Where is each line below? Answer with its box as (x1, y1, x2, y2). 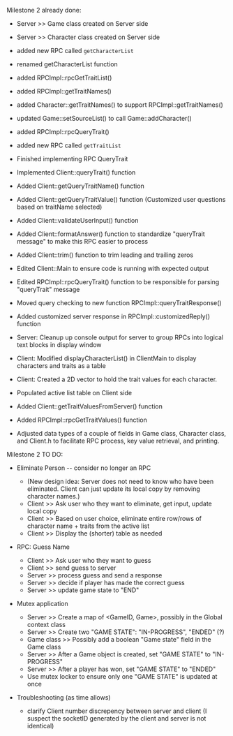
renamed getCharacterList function (16, 60, 118, 68)
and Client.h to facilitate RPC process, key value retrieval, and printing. (16, 436, 220, 445)
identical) (27, 722, 54, 730)
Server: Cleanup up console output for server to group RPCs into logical (16, 333, 224, 341)
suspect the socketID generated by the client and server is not (27, 714, 206, 722)
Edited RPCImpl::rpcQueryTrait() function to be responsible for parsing (16, 278, 220, 286)
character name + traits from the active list (27, 522, 150, 530)
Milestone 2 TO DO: (6, 450, 63, 458)
